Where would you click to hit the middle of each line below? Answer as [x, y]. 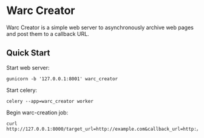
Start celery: [22, 90]
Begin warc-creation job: [37, 112]
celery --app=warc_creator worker [50, 101]
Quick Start [28, 53]
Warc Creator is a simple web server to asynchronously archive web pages [100, 27]
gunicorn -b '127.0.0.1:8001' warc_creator [62, 79]
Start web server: [28, 67]
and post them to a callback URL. [48, 33]
